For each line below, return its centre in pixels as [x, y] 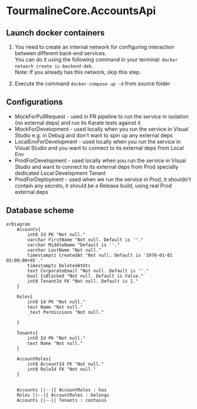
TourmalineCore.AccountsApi [81, 11]
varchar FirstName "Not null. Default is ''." [86, 240]
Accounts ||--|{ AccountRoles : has [62, 390]
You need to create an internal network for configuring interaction [94, 47]
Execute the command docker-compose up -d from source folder [92, 83]
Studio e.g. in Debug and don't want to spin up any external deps [93, 135]
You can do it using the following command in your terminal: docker [96, 59]
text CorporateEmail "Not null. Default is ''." [88, 270]
